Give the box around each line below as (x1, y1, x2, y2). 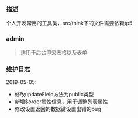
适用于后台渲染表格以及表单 (20, 49, 88, 56)
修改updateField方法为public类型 (14, 90, 94, 97)
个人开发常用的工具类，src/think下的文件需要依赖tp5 (6, 19, 133, 27)
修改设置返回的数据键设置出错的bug (14, 105, 101, 112)
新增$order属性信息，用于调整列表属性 (14, 98, 108, 105)
